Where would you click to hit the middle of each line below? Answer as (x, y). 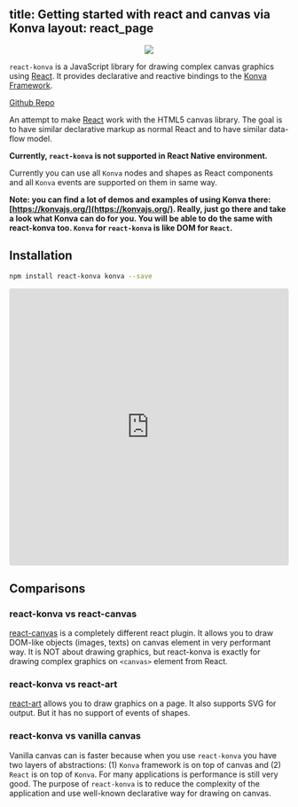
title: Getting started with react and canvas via (140, 15)
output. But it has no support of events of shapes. (100, 713)
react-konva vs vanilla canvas (75, 736)
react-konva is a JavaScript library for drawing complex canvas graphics (142, 67)
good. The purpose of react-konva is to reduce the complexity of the (134, 783)
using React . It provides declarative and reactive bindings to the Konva (138, 75)
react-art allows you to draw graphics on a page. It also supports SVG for (143, 703)
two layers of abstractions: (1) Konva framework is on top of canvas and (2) (145, 764)
